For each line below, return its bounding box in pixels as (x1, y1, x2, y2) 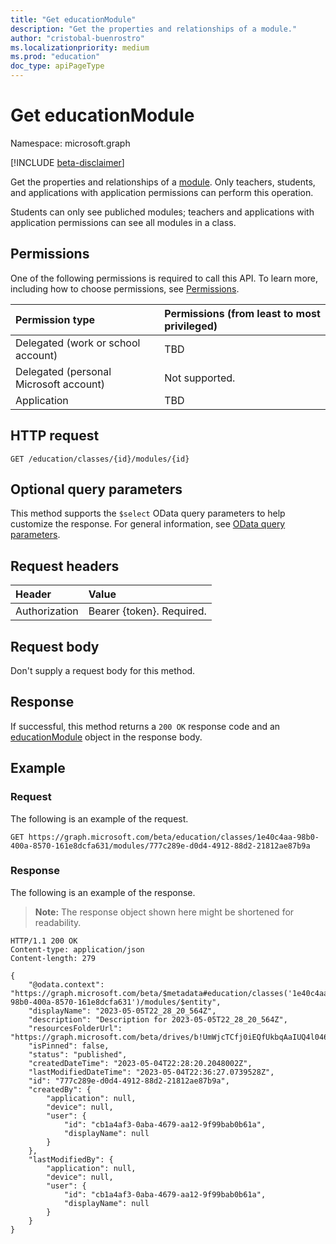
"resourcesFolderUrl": (28, 1023, 123, 1033)
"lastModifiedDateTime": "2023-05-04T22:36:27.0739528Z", (28, 1067, 275, 1077)
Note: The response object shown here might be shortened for (34, 906, 295, 918)
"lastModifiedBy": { (28, 1154, 114, 1165)
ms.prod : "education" (10, 52, 101, 62)
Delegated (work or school (15, 336, 141, 350)
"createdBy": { (28, 1084, 92, 1095)
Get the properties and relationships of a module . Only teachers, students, (10, 176, 316, 188)
